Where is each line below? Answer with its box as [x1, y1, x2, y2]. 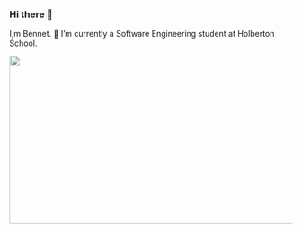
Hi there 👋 [9, 8, 54, 21]
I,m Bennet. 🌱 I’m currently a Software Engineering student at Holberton [9, 29, 275, 39]
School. [9, 38, 38, 48]
